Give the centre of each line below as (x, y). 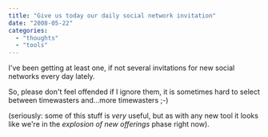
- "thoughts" (37, 38)
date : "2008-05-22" (41, 23)
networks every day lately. (52, 76)
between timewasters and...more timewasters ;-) (88, 100)
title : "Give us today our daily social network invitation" (112, 16)
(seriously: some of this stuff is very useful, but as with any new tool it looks (133, 115)
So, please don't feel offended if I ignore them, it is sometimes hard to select (134, 92)
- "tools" (32, 45)
